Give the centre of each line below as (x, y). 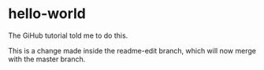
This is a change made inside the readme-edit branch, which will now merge (132, 50)
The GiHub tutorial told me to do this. (68, 35)
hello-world (47, 14)
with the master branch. (47, 59)
